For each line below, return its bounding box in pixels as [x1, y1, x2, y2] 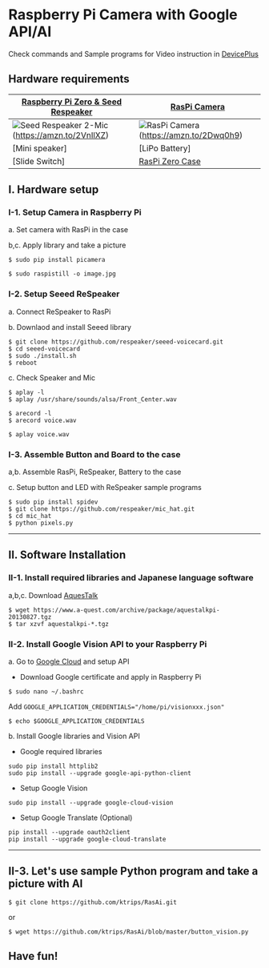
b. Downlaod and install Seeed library [8, 322, 132, 331]
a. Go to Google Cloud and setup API [8, 657, 130, 666]
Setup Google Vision [19, 783, 88, 793]
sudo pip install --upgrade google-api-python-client [8, 769, 192, 777]
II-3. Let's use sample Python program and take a [8, 865, 259, 878]
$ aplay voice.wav [8, 430, 70, 438]
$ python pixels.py [8, 519, 74, 528]
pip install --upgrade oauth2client [8, 829, 130, 837]
